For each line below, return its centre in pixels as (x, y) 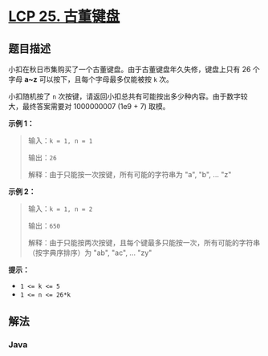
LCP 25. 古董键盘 (64, 16)
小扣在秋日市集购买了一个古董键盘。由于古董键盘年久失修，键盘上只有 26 (130, 69)
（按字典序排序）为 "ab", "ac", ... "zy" (90, 253)
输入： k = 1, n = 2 (60, 208)
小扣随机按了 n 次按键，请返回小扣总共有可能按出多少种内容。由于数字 (125, 96)
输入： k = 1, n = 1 (60, 140)
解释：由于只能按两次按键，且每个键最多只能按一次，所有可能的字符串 (144, 243)
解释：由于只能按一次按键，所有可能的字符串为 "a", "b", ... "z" (130, 174)
